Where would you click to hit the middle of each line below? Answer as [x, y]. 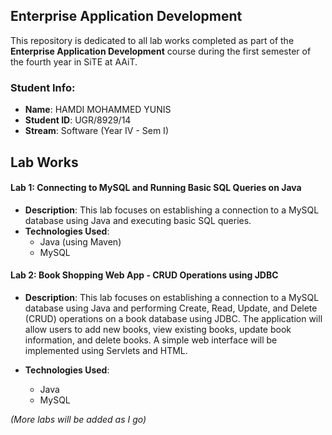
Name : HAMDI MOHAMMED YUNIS [98, 110]
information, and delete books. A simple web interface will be [151, 340]
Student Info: [43, 87]
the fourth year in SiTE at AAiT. [74, 61]
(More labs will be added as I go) [78, 419]
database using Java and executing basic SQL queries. [138, 220]
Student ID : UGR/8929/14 [78, 120]
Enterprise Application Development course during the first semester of [161, 51]
